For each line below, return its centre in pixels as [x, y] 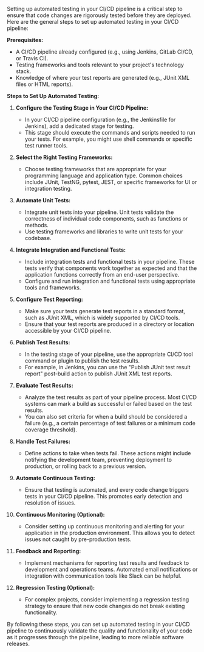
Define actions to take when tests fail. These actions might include [108, 453]
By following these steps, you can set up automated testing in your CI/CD [98, 624]
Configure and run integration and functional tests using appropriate [110, 281]
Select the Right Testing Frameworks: [64, 157]
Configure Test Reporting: [49, 299]
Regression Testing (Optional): [55, 588]
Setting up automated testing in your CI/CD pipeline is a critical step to [95, 9]
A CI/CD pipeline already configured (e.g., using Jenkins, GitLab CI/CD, [104, 52]
